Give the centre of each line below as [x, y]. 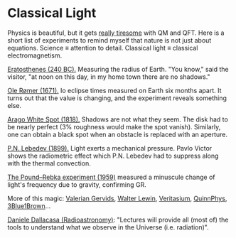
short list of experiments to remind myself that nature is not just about [109, 40]
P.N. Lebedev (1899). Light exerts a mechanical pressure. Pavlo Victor [110, 148]
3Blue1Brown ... [29, 206]
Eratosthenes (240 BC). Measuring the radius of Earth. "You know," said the [118, 69]
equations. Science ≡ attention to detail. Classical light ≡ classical [103, 48]
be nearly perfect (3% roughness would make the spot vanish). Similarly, [114, 126]
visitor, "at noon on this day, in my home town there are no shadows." [109, 77]
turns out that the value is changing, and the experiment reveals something [117, 98]
